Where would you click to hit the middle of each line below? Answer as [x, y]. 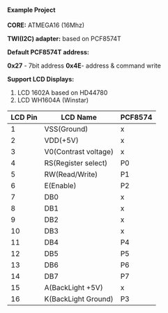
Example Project [31, 10]
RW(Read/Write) [71, 174]
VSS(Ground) [66, 129]
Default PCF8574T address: [48, 52]
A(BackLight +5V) [74, 288]
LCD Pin [24, 117]
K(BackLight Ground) [79, 299]
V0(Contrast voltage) [79, 152]
